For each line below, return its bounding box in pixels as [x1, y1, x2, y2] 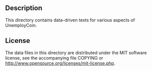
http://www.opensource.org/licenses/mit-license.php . [5, 60, 116, 66]
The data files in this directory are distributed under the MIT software [5, 49, 147, 56]
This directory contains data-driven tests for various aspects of [5, 17, 136, 23]
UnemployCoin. [5, 22, 37, 28]
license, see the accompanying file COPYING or [5, 55, 104, 61]
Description [5, 4, 42, 12]
